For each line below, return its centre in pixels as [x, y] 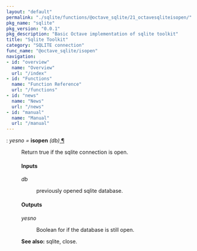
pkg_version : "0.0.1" [33, 29]
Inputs [29, 166]
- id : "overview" [28, 62]
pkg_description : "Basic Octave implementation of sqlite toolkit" [92, 34]
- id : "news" [23, 95]
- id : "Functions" [29, 79]
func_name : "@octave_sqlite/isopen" [52, 51]
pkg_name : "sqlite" [31, 23]
